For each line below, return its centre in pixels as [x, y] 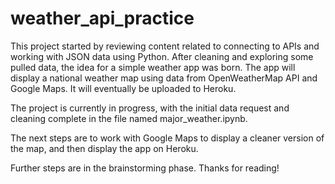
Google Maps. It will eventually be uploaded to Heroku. [123, 88]
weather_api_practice [102, 18]
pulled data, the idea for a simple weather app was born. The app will [153, 67]
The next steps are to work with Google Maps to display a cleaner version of [167, 138]
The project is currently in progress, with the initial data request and [150, 108]
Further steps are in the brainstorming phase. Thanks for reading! [145, 168]
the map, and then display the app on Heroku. [104, 148]
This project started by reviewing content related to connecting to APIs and [165, 46]
